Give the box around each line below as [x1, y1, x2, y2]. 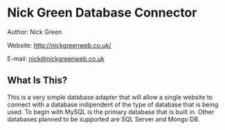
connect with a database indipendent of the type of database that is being [7, 100, 219, 109]
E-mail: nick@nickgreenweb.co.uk [7, 54, 105, 63]
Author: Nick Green [7, 28, 62, 36]
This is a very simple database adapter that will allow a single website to [7, 93, 213, 101]
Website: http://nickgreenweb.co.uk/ [7, 41, 111, 49]
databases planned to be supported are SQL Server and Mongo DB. [7, 115, 200, 123]
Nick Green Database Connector [7, 5, 197, 21]
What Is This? [7, 75, 68, 86]
